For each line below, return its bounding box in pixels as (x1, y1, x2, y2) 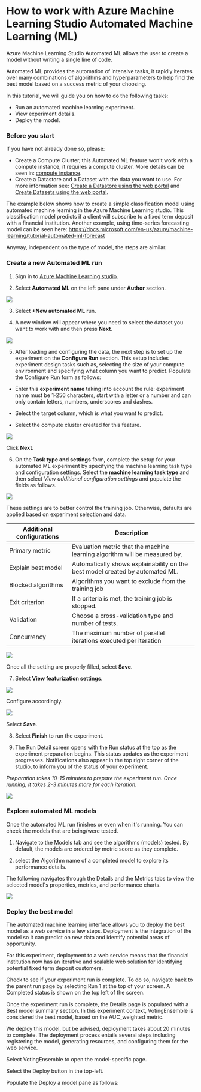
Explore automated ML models (6, 807, 97, 815)
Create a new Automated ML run (6, 259, 102, 267)
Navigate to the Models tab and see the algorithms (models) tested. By (14, 839, 190, 846)
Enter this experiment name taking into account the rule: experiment (14, 385, 184, 392)
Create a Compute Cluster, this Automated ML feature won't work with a (14, 157, 193, 164)
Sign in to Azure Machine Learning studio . (14, 272, 118, 280)
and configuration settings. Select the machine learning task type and (14, 469, 190, 476)
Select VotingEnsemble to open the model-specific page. (6, 1056, 147, 1063)
